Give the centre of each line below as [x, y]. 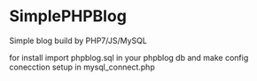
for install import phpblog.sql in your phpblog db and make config [129, 57]
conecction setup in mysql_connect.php [82, 67]
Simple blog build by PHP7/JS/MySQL [78, 40]
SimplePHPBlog [68, 16]
